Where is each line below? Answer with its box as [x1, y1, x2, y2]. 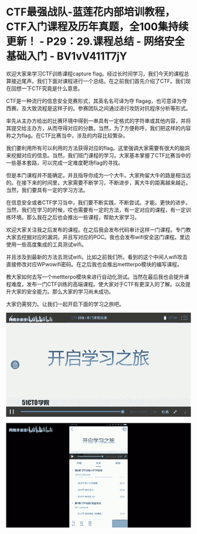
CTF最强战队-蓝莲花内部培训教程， [6, 5, 175, 19]
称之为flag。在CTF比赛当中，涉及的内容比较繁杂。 [6, 132, 128, 139]
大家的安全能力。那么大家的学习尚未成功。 [11, 288, 114, 295]
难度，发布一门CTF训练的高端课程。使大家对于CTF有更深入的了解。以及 [11, 280, 186, 287]
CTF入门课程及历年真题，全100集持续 [6, 20, 189, 34]
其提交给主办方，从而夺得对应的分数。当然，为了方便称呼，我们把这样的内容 [6, 124, 191, 131]
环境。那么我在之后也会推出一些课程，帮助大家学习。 [11, 213, 140, 221]
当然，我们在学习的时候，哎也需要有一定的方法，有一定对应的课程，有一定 [6, 206, 186, 213]
